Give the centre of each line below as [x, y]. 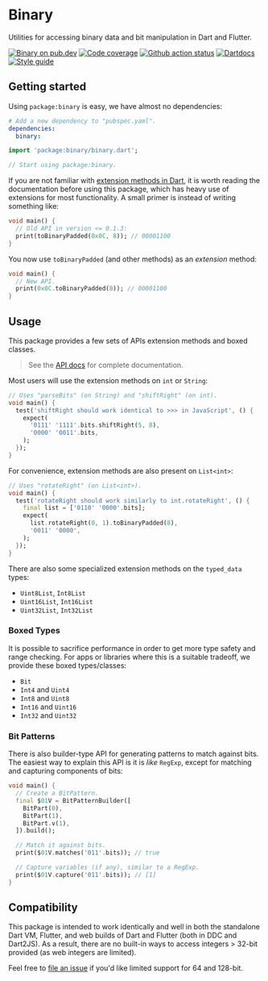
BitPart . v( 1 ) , [46, 823]
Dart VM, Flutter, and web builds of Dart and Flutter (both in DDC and [123, 935]
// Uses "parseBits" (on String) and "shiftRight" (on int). [113, 395]
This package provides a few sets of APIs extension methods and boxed [128, 340]
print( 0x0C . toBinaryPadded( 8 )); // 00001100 [91, 289]
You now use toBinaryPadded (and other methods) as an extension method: [133, 259]
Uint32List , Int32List [56, 610]
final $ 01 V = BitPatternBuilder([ [73, 800]
